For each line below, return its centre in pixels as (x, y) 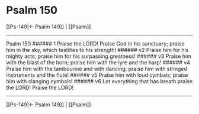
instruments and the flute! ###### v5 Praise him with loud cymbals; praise (97, 75)
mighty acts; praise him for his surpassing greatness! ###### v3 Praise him (99, 56)
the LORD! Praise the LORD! (40, 87)
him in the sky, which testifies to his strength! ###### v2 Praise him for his (97, 50)
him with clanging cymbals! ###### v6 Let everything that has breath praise (99, 81)
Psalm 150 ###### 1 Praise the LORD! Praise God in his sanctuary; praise (95, 43)
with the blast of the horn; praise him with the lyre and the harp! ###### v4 (98, 62)
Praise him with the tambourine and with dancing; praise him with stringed (97, 69)
